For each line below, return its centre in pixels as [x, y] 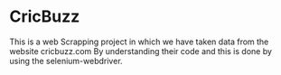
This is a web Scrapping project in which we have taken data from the [139, 42]
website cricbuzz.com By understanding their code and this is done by [141, 51]
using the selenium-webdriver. [66, 61]
